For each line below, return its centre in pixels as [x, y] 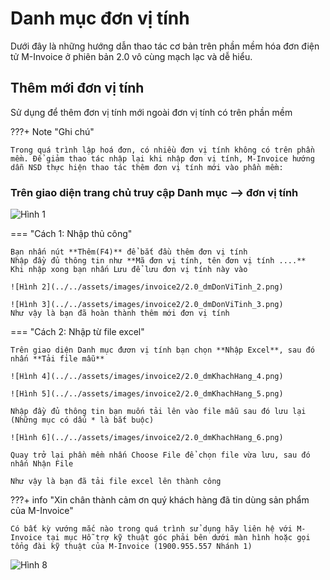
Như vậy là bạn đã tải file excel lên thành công [116, 482]
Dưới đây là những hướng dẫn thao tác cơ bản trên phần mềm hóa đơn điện [165, 46]
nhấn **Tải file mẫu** [57, 359]
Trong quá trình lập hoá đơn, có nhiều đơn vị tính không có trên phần [162, 150]
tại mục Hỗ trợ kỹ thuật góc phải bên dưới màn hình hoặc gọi [178, 538]
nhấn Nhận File [42, 464]
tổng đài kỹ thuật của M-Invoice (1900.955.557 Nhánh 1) [131, 547]
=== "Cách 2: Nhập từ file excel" [77, 332]
